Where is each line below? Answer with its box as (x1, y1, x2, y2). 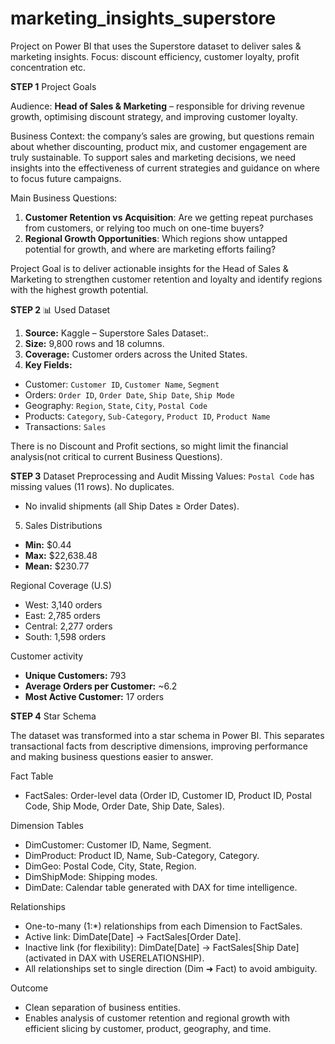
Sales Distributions (24, 519, 103, 531)
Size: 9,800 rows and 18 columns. (24, 337, 165, 349)
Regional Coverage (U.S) (10, 579, 112, 591)
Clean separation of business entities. (24, 1001, 181, 1013)
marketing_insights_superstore (10, 7, 277, 30)
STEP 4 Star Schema (10, 710, 97, 722)
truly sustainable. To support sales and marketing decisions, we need (10, 151, 297, 163)
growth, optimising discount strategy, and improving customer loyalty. (10, 110, 298, 122)
